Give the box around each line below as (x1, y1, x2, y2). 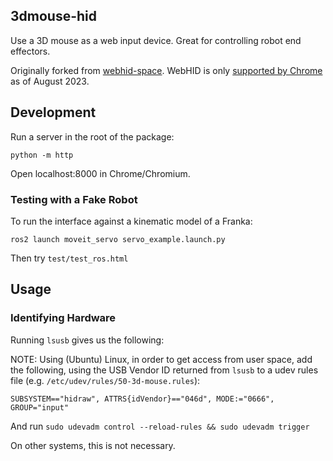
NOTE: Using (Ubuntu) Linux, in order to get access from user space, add (10, 353, 313, 365)
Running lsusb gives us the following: (10, 334, 165, 346)
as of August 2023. (10, 75, 90, 87)
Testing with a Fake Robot (10, 192, 138, 206)
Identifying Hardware (10, 311, 117, 325)
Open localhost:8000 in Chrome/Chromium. (10, 167, 191, 179)
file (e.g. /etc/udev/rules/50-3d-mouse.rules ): (10, 374, 201, 386)
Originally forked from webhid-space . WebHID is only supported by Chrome (10, 64, 323, 76)
